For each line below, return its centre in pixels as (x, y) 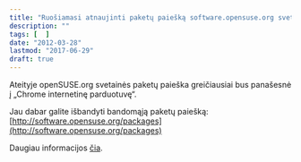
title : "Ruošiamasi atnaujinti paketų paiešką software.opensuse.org (142, 17)
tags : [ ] (30, 34)
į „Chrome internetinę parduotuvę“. (73, 94)
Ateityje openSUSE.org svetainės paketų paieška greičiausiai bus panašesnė (150, 85)
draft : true (31, 59)
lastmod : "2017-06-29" (52, 51)
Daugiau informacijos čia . (56, 148)
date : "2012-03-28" (46, 43)
